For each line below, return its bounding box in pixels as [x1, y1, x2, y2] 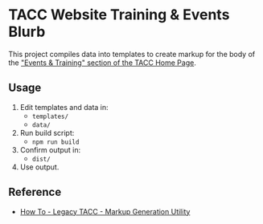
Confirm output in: [19, 145, 81, 154]
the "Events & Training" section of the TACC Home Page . [8, 58, 197, 67]
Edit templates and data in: [19, 102, 109, 112]
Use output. [19, 162, 60, 172]
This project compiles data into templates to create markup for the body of [8, 49, 256, 59]
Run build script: [19, 128, 75, 137]
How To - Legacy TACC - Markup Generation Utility [19, 206, 191, 216]
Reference [8, 185, 62, 199]
